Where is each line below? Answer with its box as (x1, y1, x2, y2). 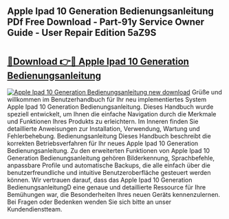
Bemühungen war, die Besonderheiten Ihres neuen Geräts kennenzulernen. (7, 191, 221, 198)
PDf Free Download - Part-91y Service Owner (7, 17, 205, 28)
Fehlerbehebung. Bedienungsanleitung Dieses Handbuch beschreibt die (7, 132, 211, 140)
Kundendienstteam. (7, 205, 63, 213)
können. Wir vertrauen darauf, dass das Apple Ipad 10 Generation (7, 176, 193, 184)
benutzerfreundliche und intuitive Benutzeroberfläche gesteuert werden (7, 169, 211, 176)
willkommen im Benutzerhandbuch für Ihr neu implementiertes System (7, 96, 207, 103)
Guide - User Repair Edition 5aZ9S (7, 27, 157, 39)
